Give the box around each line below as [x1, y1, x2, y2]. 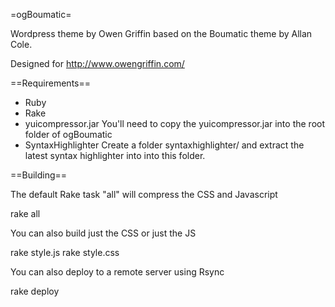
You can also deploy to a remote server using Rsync [10, 266, 225, 278]
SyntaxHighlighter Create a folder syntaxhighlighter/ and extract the [24, 139, 305, 151]
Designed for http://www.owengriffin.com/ [10, 58, 185, 69]
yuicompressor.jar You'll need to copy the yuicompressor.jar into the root [24, 118, 326, 129]
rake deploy [10, 285, 60, 297]
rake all [10, 208, 41, 219]
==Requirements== [10, 77, 91, 89]
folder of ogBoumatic [24, 129, 113, 140]
